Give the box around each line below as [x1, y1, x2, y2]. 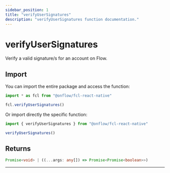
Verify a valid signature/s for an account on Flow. [5, 55, 108, 61]
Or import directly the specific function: [5, 111, 88, 117]
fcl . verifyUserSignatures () [5, 102, 65, 107]
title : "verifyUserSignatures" [5, 12, 71, 17]
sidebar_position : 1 [5, 7, 49, 13]
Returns [5, 145, 31, 153]
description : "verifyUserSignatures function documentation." [5, 17, 139, 22]
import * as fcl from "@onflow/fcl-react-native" [5, 93, 112, 99]
